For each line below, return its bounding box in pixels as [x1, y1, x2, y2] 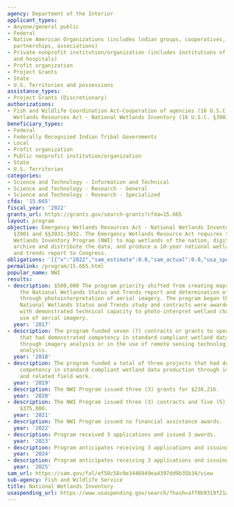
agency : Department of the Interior [7, 10, 114, 17]
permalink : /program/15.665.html [7, 263, 104, 270]
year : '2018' [13, 353, 52, 361]
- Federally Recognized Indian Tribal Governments [7, 133, 157, 140]
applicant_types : [7, 17, 58, 24]
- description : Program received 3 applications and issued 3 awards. [7, 431, 217, 438]
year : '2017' [13, 321, 52, 328]
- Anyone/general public [7, 23, 79, 30]
